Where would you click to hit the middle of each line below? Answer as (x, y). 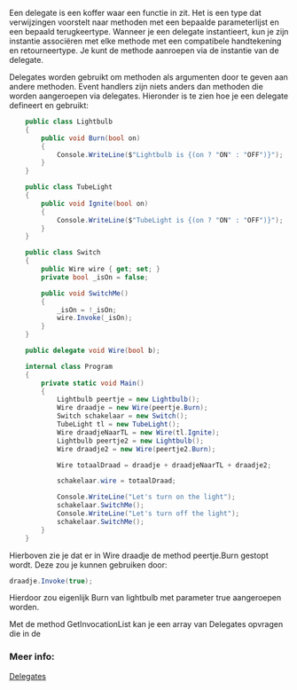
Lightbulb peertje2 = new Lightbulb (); (130, 441)
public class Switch (63, 253)
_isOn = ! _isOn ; (86, 310)
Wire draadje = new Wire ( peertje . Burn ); (132, 408)
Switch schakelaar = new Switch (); (122, 416)
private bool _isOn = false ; (95, 277)
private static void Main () (93, 383)
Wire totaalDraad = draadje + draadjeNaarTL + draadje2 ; (164, 465)
